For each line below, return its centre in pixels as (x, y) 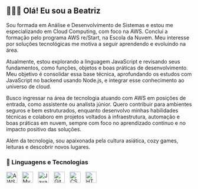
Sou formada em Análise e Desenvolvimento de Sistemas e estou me (90, 25)
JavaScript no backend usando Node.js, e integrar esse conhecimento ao (95, 80)
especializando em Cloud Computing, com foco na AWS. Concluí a (87, 31)
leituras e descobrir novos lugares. (48, 147)
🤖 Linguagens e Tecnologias (47, 162)
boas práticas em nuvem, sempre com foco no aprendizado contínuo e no (96, 123)
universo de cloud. (29, 87)
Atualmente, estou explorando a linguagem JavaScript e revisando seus (93, 61)
